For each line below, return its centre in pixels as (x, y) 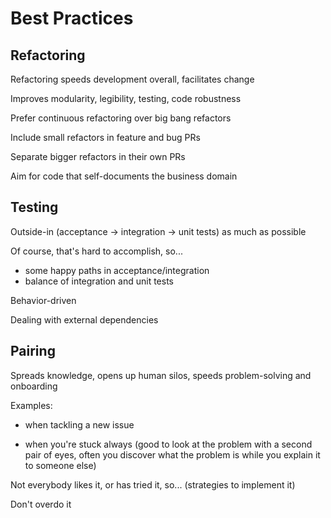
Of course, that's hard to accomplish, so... (96, 251)
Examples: (31, 405)
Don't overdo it (41, 504)
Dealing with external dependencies (84, 319)
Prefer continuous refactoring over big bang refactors (121, 118)
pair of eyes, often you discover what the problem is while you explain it (172, 454)
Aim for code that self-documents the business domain (124, 176)
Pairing (33, 351)
